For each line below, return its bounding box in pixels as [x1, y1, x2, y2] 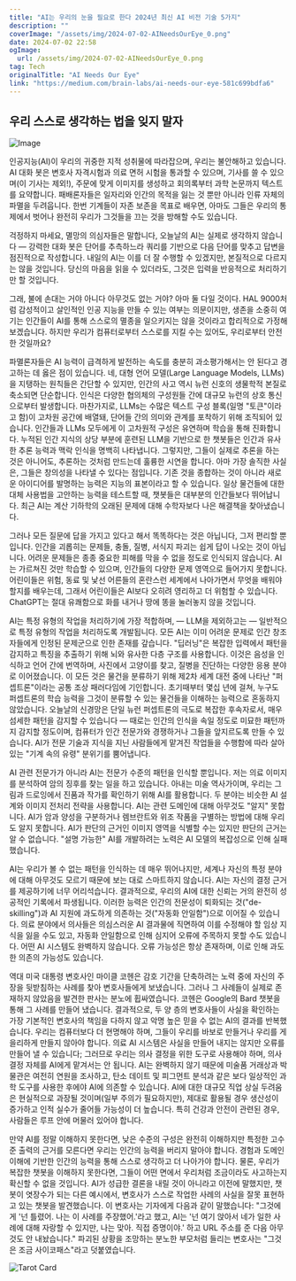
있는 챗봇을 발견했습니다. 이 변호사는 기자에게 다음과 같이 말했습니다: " [18, 1200, 261, 1211]
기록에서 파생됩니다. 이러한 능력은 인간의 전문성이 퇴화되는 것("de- [32, 897, 262, 908]
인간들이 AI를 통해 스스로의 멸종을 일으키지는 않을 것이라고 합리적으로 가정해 [25, 315, 288, 326]
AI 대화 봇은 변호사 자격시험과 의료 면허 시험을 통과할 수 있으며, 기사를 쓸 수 [9, 167, 268, 178]
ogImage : [9, 46, 42, 55]
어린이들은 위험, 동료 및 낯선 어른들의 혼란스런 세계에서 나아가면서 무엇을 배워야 [9, 575, 283, 586]
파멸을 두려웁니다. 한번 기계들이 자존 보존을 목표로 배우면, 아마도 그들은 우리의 [9, 200, 278, 211]
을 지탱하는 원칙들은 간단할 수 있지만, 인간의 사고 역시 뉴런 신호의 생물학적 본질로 [9, 378, 287, 390]
